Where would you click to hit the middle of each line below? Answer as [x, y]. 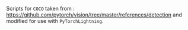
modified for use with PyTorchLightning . [55, 21]
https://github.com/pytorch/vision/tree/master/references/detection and [94, 15]
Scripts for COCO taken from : [41, 9]
